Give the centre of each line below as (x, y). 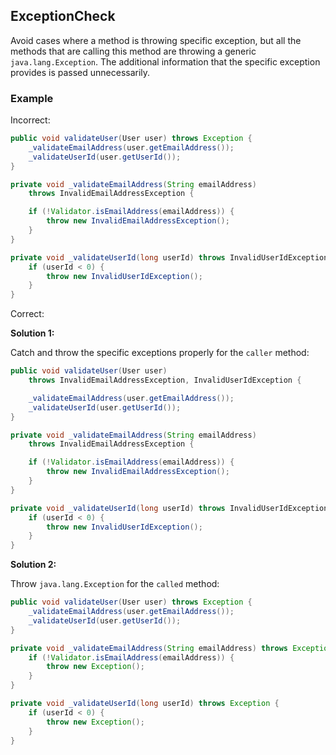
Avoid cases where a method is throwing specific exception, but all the (156, 40)
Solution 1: (32, 333)
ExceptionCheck (63, 16)
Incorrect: (30, 120)
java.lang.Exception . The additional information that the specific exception (165, 61)
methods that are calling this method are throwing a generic (133, 51)
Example (32, 98)
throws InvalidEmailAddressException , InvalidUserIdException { (165, 380)
